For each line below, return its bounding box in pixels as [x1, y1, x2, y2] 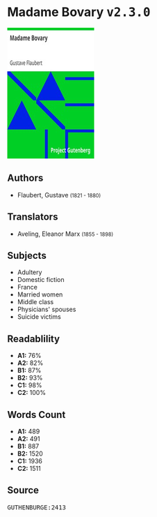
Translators [7, 211, 58, 223]
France [17, 283, 38, 292]
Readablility [7, 333, 60, 345]
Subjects [7, 249, 47, 262]
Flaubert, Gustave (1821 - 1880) [17, 190, 101, 199]
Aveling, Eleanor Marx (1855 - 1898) [17, 230, 113, 238]
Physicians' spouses [17, 305, 76, 314]
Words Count [7, 409, 66, 421]
